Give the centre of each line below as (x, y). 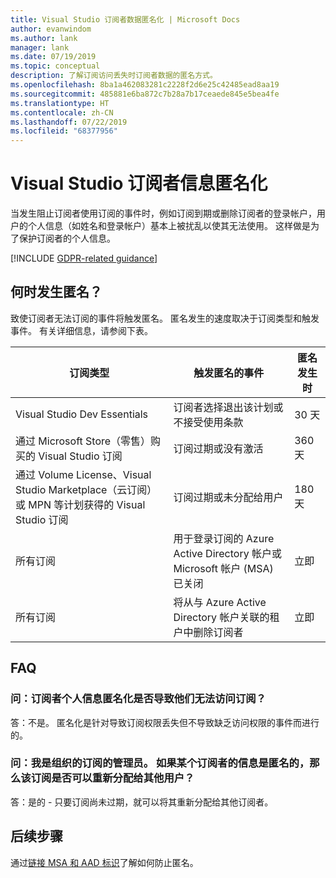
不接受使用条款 (208, 422)
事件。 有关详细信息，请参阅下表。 (81, 330)
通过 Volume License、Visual (83, 474)
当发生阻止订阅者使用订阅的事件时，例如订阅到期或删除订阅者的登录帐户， (163, 213)
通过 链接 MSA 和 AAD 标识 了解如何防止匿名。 (104, 862)
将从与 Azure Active (220, 602)
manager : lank (40, 47)
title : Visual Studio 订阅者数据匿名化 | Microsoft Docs (125, 19)
